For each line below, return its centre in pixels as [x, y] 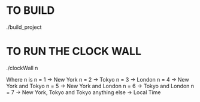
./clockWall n [22, 68]
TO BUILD [31, 10]
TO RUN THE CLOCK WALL [74, 51]
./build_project [24, 27]
